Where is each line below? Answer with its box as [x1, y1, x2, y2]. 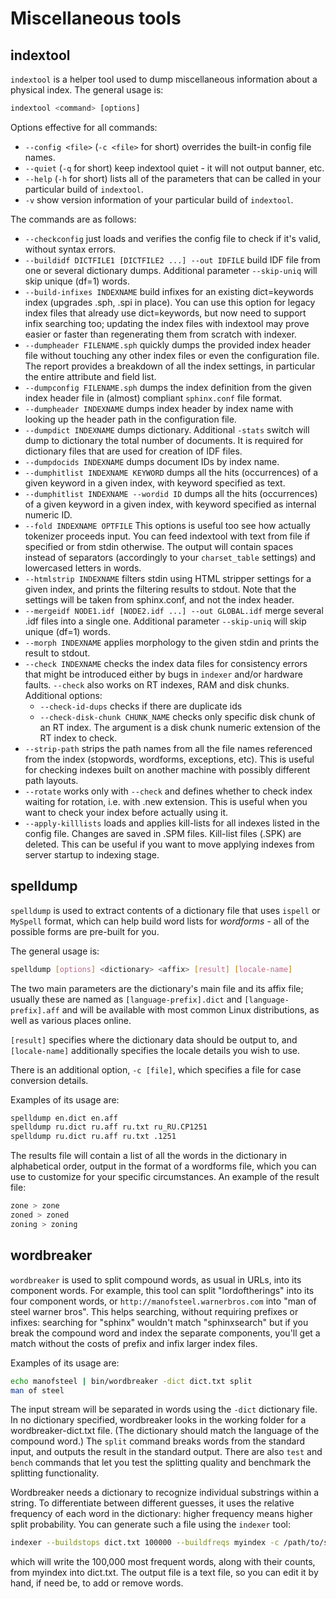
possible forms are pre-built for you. [10, 925, 160, 937]
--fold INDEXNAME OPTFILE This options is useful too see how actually [24, 519, 311, 531]
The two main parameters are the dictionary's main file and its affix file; [10, 982, 304, 994]
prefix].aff [10, 1005, 60, 1016]
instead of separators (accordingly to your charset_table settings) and [24, 551, 317, 563]
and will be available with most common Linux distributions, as [61, 1003, 320, 1016]
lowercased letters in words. [24, 562, 142, 574]
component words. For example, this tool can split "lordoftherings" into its [10, 1284, 315, 1296]
